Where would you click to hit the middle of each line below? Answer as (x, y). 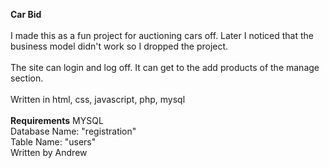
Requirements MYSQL (57, 120)
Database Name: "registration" (73, 131)
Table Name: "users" (53, 142)
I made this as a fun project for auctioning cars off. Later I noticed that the (162, 35)
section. (27, 78)
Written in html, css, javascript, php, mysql (98, 99)
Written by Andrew (49, 152)
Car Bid (26, 14)
